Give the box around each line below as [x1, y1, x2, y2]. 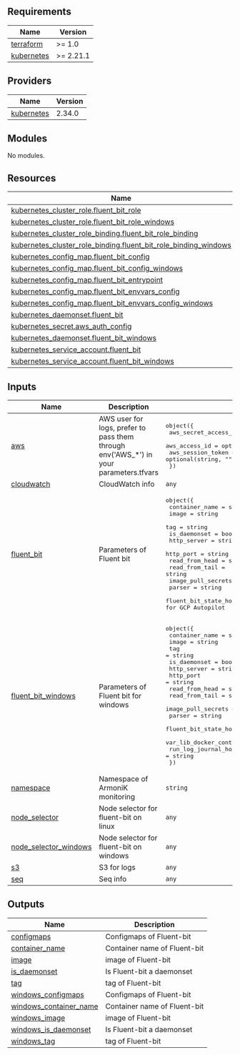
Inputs [7, 380, 37, 392]
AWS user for [99, 414, 144, 424]
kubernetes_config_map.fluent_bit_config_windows [11, 264, 184, 274]
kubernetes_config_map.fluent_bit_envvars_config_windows [11, 298, 213, 308]
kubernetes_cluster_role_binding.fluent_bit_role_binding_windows [11, 240, 232, 250]
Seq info [99, 874, 127, 884]
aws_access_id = [165, 442, 219, 450]
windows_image [11, 1013, 66, 1023]
